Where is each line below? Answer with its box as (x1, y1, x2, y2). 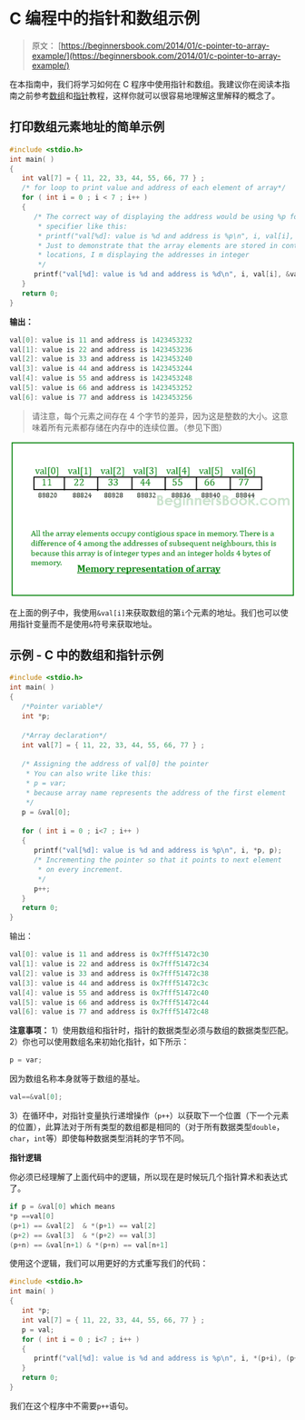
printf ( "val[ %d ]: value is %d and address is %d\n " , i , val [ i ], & (33, 270, 290, 279)
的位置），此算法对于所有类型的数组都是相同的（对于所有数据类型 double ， (9, 1122, 284, 1133)
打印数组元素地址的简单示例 (9, 119, 165, 135)
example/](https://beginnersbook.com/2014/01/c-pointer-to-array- (31, 50, 281, 61)
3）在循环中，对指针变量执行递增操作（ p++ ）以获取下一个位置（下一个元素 (9, 1110, 290, 1121)
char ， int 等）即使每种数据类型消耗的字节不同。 (9, 1133, 190, 1144)
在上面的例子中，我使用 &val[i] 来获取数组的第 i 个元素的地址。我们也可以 (9, 606, 281, 618)
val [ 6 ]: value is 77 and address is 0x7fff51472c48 (9, 1007, 209, 1016)
